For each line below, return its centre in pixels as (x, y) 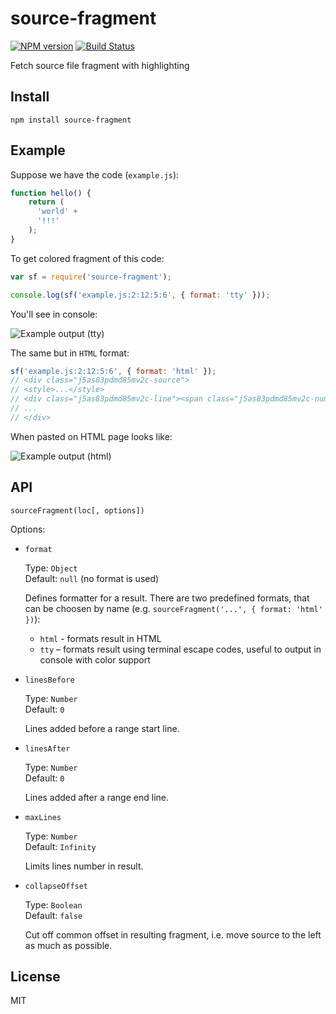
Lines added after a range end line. (96, 797)
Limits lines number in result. (84, 866)
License (35, 977)
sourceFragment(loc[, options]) (77, 510)
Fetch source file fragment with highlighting (100, 65)
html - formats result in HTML (100, 638)
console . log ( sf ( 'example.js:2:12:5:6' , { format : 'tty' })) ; (140, 295)
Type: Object (51, 568)
